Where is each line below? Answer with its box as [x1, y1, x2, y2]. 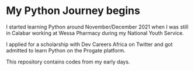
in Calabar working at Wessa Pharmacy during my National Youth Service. [6, 29, 184, 36]
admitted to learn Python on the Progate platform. [6, 47, 126, 54]
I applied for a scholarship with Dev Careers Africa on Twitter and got [6, 41, 173, 48]
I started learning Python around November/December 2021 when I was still [6, 23, 189, 30]
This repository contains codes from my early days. [6, 58, 130, 65]
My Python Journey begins [6, 4, 140, 17]
